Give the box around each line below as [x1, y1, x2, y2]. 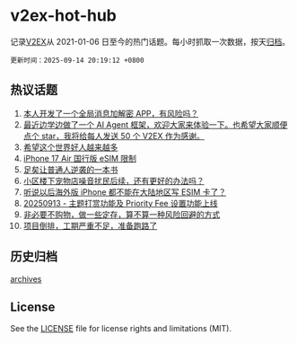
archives [10, 273, 42, 284]
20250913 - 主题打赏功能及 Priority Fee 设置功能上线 [22, 198, 218, 208]
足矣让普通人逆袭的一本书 [22, 163, 118, 175]
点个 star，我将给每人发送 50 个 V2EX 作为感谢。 [22, 130, 205, 141]
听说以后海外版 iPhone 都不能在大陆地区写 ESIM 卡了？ [22, 186, 227, 198]
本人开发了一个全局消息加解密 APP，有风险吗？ [22, 108, 199, 119]
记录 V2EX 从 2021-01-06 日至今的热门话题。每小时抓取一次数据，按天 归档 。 [10, 36, 291, 47]
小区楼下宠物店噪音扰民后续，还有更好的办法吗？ [22, 175, 205, 186]
